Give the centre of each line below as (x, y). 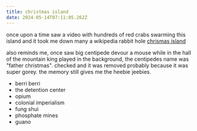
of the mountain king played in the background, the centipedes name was (98, 59)
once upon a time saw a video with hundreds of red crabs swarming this (96, 34)
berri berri (27, 83)
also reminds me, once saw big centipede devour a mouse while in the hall (99, 52)
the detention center (40, 90)
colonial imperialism (40, 102)
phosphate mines (36, 115)
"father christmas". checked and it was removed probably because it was (97, 65)
